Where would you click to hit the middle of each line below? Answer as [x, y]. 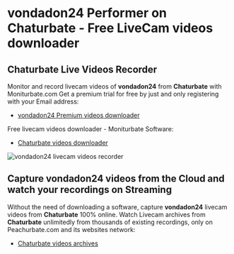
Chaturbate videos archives [58, 243]
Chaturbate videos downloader [63, 143]
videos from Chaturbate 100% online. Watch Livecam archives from [107, 214]
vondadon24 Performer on [87, 13]
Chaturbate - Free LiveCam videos [110, 28]
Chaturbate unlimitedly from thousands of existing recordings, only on [110, 222]
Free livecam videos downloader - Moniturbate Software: [90, 129]
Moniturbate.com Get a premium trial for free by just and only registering [113, 94]
